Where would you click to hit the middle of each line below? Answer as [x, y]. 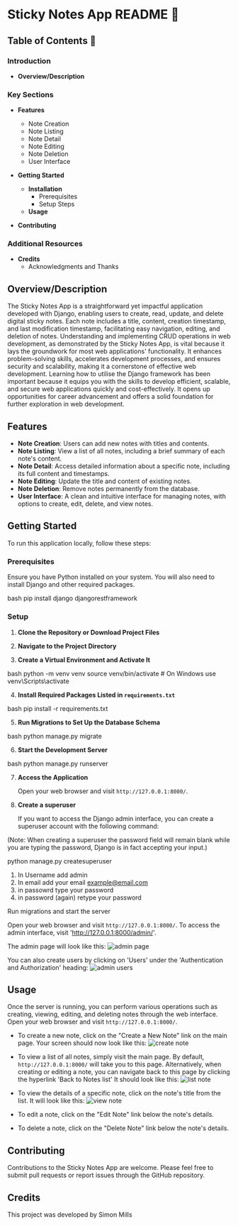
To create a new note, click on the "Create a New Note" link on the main [123, 1036]
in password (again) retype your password [79, 898]
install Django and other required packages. [71, 585]
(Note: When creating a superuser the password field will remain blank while [119, 839]
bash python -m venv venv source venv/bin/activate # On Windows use [112, 673]
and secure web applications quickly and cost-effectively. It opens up [109, 389]
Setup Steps [57, 204]
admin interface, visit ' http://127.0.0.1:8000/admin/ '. [82, 932]
